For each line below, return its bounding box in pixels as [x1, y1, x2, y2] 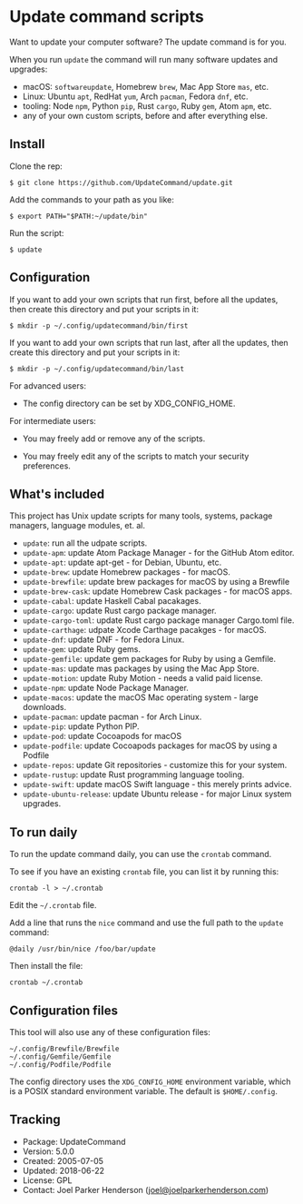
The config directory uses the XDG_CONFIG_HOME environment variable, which [9, 1076, 292, 1087]
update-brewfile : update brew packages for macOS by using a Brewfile [22, 577, 290, 587]
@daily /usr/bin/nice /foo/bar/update [9, 944, 156, 954]
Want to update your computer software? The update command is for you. [9, 36, 288, 47]
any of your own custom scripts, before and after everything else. [22, 110, 269, 121]
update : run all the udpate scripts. [22, 538, 148, 548]
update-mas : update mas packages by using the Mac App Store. [22, 663, 259, 674]
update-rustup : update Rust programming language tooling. [22, 769, 245, 780]
